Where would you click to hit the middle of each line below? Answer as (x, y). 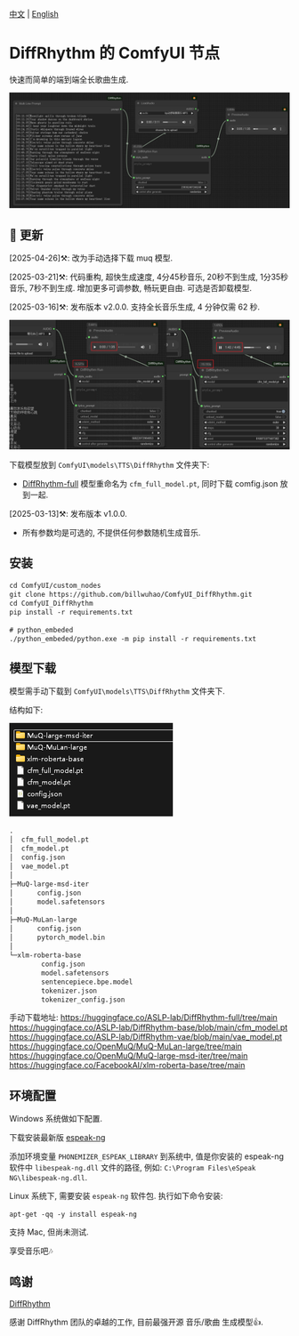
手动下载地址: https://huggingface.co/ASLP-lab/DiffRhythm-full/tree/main (143, 1018)
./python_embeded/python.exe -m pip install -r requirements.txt (133, 639)
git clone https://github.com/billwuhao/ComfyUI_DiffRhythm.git (131, 594)
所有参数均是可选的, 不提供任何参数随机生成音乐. (111, 532)
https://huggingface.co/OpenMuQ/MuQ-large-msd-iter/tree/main (129, 1056)
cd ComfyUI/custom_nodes (55, 585)
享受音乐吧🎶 (31, 1251)
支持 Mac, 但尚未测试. (49, 1232)
